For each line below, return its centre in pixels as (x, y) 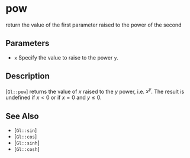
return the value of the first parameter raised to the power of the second (94, 25)
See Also (22, 116)
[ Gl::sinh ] (27, 143)
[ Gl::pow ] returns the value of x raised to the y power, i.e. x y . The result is (95, 91)
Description (28, 76)
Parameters (28, 43)
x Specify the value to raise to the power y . (66, 57)
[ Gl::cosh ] (27, 149)
